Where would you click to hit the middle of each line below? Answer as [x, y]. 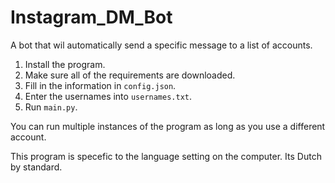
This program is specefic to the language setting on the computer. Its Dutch [166, 156]
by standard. [36, 167]
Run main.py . [51, 107]
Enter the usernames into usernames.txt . [108, 96]
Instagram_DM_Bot [91, 17]
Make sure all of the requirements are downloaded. [130, 75]
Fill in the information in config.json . [100, 85]
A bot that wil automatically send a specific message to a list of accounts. [161, 45]
